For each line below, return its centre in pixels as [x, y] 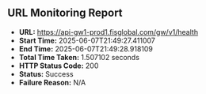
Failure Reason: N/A [52, 82]
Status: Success [46, 73]
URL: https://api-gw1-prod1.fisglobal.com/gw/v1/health [109, 32]
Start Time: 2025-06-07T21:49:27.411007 [87, 40]
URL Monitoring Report [65, 13]
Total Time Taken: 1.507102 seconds [79, 57]
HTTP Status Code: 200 [59, 66]
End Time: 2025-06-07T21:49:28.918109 [86, 49]
